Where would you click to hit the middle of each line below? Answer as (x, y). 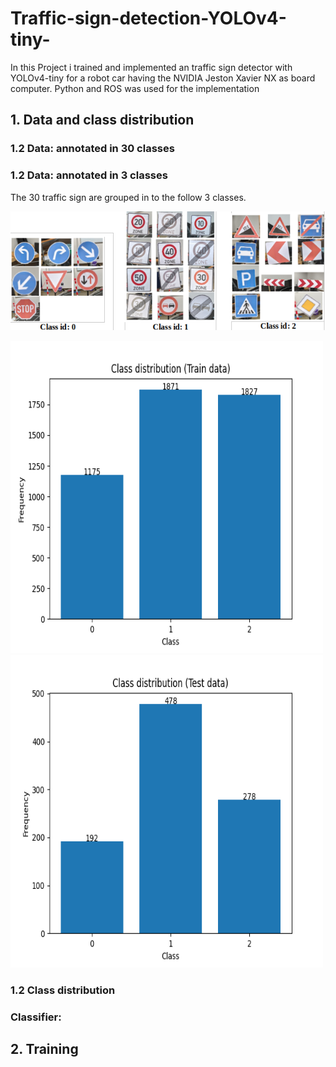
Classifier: (36, 1017)
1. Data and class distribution (102, 120)
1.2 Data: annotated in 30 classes (92, 149)
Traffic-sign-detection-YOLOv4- (148, 18)
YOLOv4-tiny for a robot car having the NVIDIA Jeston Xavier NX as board (163, 78)
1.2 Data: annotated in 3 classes (89, 175)
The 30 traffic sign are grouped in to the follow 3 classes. (128, 197)
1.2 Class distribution (63, 990)
